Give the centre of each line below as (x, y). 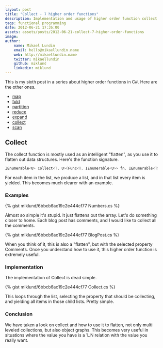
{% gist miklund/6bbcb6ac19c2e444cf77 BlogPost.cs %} (62, 235)
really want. (17, 340)
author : (13, 41)
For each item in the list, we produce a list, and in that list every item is (75, 177)
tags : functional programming (36, 23)
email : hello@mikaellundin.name (46, 50)
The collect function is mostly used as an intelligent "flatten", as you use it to (81, 154)
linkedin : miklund (32, 68)
